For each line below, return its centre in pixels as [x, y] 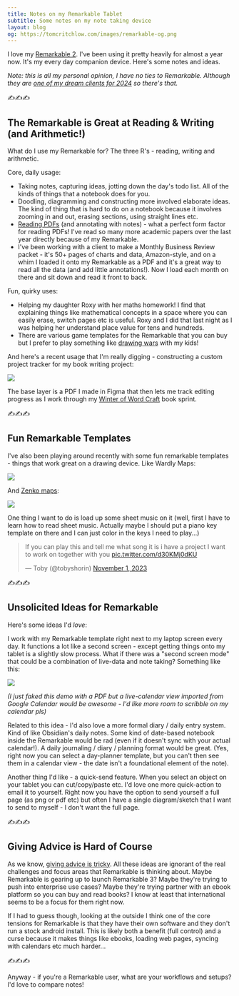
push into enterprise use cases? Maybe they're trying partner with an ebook [119, 887]
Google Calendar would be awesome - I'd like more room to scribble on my [118, 703]
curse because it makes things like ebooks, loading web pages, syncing [113, 938]
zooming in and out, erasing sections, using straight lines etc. [108, 217]
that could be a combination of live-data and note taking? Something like [114, 661]
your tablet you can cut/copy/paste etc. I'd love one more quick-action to [115, 784]
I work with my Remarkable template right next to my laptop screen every [115, 638]
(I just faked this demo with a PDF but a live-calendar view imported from [116, 696]
